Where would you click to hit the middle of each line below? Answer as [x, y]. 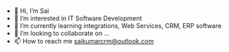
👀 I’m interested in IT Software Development [78, 18]
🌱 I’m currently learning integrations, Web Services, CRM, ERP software [118, 26]
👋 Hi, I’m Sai [31, 11]
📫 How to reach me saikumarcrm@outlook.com [84, 41]
